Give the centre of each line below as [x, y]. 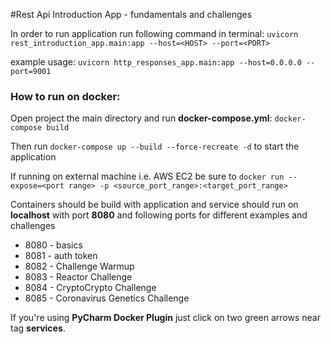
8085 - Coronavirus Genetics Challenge [107, 298]
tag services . [38, 328]
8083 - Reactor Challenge [78, 277]
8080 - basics [53, 245]
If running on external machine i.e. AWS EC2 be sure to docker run [147, 176]
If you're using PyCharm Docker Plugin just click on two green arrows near [165, 318]
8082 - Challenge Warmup [79, 266]
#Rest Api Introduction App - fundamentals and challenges [131, 14]
